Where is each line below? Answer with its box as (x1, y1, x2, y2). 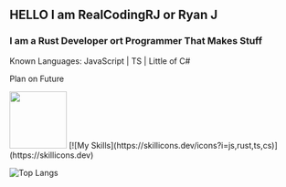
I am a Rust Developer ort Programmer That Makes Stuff (9, 35, 263, 47)
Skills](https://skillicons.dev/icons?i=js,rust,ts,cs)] (90, 140, 279, 151)
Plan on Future (9, 73, 65, 84)
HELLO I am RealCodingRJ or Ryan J (9, 7, 217, 23)
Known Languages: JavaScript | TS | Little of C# (9, 55, 191, 67)
